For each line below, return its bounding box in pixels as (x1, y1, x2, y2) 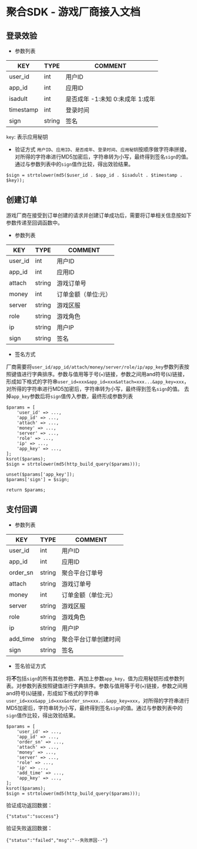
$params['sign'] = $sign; (6, 476, 69, 482)
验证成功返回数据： (6, 801, 53, 808)
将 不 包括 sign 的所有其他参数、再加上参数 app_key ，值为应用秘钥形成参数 (6, 674, 179, 682)
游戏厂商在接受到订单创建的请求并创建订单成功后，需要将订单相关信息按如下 (6, 212, 192, 219)
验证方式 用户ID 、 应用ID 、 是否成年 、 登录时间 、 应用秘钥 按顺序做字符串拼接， (14, 146, 190, 153)
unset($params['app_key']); (6, 471, 75, 478)
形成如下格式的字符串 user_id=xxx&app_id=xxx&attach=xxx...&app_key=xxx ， (6, 378, 189, 385)
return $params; (6, 487, 46, 493)
